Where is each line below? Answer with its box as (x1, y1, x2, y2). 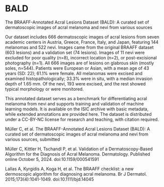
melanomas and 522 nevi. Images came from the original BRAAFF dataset (5, 44, 154, 50)
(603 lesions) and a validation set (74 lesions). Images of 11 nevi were (5, 50, 145, 55)
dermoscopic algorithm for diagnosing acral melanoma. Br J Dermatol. (5, 171, 147, 177)
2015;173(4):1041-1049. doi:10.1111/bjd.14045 (5, 176, 94, 182)
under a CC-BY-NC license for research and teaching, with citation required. (5, 116, 159, 122)
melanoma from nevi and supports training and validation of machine (5, 101, 144, 107)
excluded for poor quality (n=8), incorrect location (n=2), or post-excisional (5, 54, 157, 60)
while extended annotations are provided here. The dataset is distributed (5, 111, 152, 117)
